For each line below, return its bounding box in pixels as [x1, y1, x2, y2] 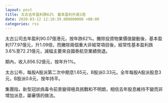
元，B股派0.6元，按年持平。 [5, 75, 63, 81]
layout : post [5, 7, 32, 12]
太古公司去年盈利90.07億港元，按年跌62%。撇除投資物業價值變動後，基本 [5, 35, 158, 41]
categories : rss [5, 21, 39, 26]
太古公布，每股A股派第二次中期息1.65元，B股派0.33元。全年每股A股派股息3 [5, 69, 161, 75]
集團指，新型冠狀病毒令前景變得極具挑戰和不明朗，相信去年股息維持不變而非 [5, 86, 163, 92]
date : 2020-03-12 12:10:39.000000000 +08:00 [5, 16, 99, 21]
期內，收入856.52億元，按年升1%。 [5, 58, 78, 65]
